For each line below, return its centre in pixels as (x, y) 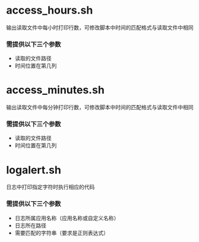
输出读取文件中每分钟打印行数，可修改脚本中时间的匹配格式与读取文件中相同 (100, 107)
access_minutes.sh (56, 90)
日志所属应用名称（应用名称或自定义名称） (67, 218)
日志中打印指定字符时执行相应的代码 (50, 187)
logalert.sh (34, 170)
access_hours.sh (50, 10)
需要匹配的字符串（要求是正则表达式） (61, 233)
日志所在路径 (30, 225)
